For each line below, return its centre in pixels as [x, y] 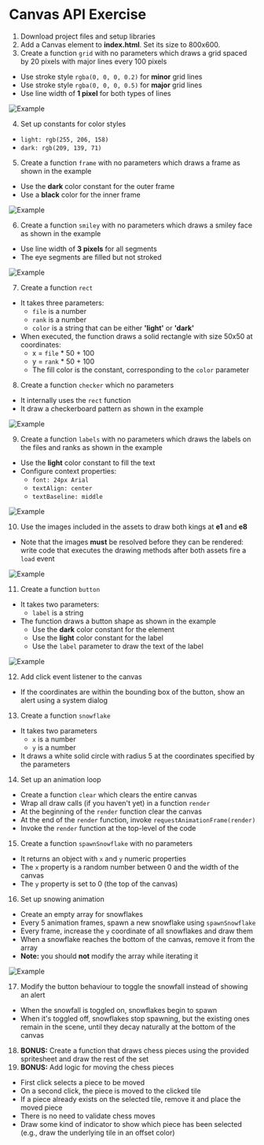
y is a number [54, 747]
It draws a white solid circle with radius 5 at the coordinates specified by [137, 755]
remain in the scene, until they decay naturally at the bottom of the [128, 1027]
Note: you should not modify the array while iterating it [109, 956]
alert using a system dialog [64, 700]
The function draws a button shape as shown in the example [118, 621]
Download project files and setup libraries [88, 36]
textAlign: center [62, 488]
